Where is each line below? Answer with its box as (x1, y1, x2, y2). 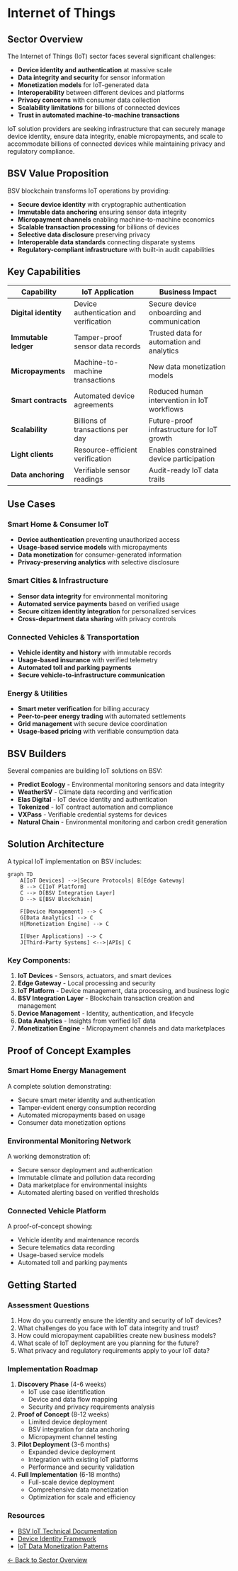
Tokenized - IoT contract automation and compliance (17, 802, 174, 812)
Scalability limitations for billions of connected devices (17, 103, 181, 111)
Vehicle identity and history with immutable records (17, 648, 171, 657)
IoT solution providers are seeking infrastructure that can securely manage (7, 125, 225, 132)
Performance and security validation (28, 1463, 135, 1471)
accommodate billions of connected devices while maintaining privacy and (7, 140, 225, 148)
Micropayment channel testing (28, 1433, 118, 1441)
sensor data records (74, 341, 141, 351)
